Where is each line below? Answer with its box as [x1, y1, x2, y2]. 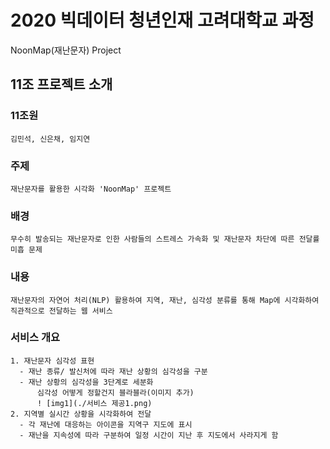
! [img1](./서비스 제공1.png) [36, 398, 153, 408]
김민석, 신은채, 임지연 [10, 134, 91, 144]
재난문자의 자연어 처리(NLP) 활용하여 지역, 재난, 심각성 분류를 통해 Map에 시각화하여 [10, 295, 320, 305]
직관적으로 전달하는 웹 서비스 [10, 306, 113, 316]
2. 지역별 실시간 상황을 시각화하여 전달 [10, 409, 152, 419]
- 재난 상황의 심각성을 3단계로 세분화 [19, 377, 154, 387]
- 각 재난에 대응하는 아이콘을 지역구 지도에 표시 [19, 419, 193, 430]
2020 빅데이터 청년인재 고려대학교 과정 [10, 9, 315, 32]
